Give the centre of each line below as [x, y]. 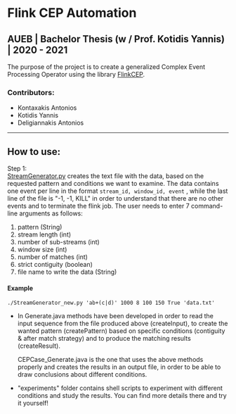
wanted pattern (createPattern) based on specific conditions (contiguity [121, 331]
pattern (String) [40, 227]
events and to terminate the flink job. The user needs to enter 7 [98, 206]
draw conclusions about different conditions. [82, 375]
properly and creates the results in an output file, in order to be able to [119, 367]
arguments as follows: [51, 213]
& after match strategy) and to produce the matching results [104, 339]
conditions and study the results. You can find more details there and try [122, 396]
